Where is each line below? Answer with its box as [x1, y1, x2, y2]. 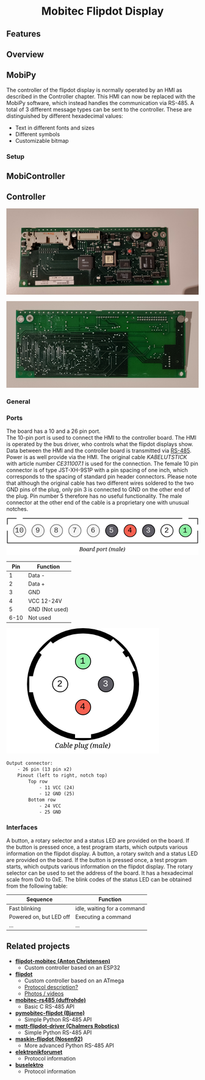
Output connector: [6, 760, 53, 766]
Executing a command [75, 913, 131, 920]
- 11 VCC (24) [38, 785, 75, 791]
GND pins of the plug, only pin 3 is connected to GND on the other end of [6, 485, 190, 493]
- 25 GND [38, 809, 62, 815]
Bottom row [28, 797, 56, 803]
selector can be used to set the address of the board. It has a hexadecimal [6, 869, 193, 877]
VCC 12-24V [28, 597, 62, 604]
